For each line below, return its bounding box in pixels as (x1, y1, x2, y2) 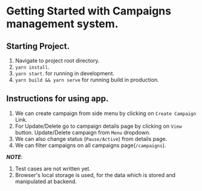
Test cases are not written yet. (15, 164, 91, 172)
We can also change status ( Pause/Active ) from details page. (15, 135, 168, 142)
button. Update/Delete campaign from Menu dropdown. (15, 128, 151, 136)
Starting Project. (6, 41, 70, 51)
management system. (6, 17, 119, 31)
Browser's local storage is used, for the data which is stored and (15, 171, 176, 178)
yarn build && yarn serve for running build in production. (15, 77, 159, 83)
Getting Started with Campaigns (6, 4, 171, 18)
